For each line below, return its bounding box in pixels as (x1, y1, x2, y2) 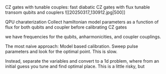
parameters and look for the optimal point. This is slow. (5, 49, 118, 54)
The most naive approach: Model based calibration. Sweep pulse (5, 43, 138, 49)
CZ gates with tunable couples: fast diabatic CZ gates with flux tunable (5, 4, 150, 10)
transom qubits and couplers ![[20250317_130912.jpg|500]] (5, 9, 126, 15)
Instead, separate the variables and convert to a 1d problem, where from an (5, 58, 160, 64)
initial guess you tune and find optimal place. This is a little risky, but (5, 64, 145, 69)
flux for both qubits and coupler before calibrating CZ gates (5, 24, 127, 30)
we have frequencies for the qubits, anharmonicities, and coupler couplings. (5, 34, 162, 39)
